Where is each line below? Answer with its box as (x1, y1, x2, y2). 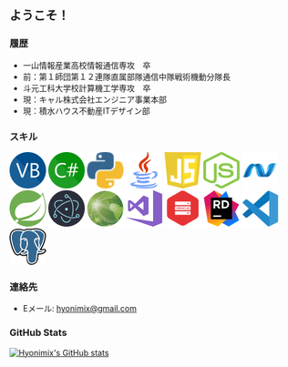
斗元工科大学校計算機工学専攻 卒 (22, 82, 151, 93)
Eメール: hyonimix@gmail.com (22, 303, 137, 314)
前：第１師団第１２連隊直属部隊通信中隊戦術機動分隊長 (22, 71, 231, 82)
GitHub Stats (9, 326, 67, 339)
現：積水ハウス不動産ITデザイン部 (22, 105, 150, 116)
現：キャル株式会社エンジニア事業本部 (22, 94, 167, 105)
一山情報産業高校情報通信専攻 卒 (22, 59, 151, 70)
